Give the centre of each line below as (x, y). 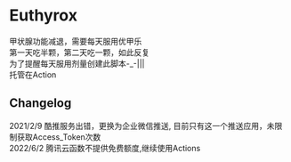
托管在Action (33, 74)
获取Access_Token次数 (59, 137)
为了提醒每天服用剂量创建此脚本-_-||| (77, 63)
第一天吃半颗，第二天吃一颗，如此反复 (79, 52)
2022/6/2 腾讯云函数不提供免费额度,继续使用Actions (105, 148)
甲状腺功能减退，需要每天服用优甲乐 (76, 41)
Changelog (40, 103)
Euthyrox (44, 16)
